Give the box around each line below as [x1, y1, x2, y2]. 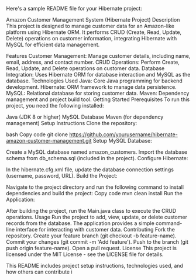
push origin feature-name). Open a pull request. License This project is [6, 245, 177, 251]
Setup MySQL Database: [92, 137, 152, 144]
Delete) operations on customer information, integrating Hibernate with [6, 35, 177, 42]
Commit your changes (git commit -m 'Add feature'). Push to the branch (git [6, 238, 189, 245]
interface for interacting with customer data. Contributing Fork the [16, 226, 176, 233]
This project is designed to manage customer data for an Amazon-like [6, 23, 174, 29]
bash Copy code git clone [6, 131, 68, 138]
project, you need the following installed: [6, 102, 104, 109]
